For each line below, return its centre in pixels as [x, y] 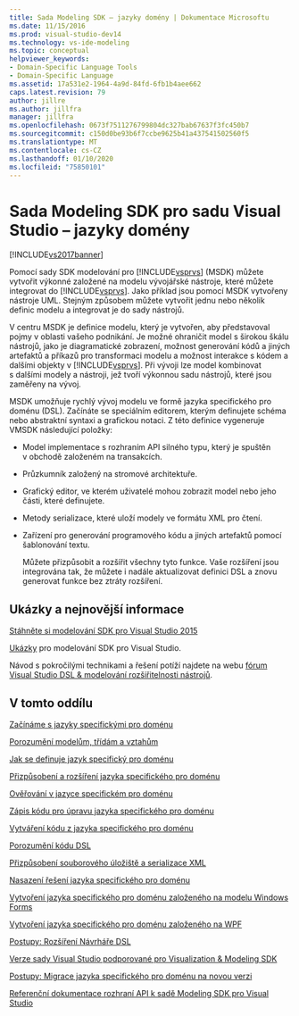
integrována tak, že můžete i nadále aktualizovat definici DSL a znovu [149, 571]
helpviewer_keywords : [50, 59]
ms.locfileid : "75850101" [57, 167]
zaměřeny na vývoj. [46, 384]
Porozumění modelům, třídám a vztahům [84, 741]
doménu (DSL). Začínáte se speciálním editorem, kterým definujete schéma [148, 411]
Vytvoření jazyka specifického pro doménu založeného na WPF [126, 924]
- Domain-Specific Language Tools [74, 68]
